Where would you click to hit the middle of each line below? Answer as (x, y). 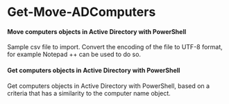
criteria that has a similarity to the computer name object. (89, 93)
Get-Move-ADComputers (82, 12)
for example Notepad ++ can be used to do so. (74, 54)
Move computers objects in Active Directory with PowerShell (97, 31)
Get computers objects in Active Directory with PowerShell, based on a (109, 86)
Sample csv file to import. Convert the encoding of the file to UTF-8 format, (115, 47)
